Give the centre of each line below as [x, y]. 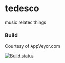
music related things [26, 22]
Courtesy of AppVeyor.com [32, 46]
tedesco [22, 9]
